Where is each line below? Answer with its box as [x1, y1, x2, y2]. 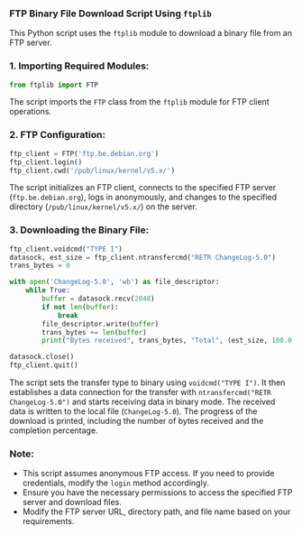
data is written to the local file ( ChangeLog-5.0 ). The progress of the [9, 406, 258, 417]
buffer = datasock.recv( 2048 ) [41, 294, 155, 304]
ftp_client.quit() [9, 361, 78, 370]
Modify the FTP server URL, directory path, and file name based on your [22, 506, 291, 517]
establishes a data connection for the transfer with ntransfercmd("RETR [9, 387, 272, 398]
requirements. [22, 516, 75, 527]
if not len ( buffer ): [41, 302, 119, 311]
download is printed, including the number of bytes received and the [9, 416, 264, 427]
